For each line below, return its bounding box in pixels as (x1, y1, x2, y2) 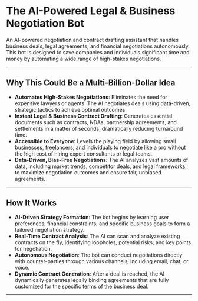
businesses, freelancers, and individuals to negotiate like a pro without (14, 144, 186, 151)
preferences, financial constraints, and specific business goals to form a (14, 220, 190, 227)
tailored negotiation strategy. (14, 226, 85, 233)
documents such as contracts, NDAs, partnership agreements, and (14, 118, 177, 125)
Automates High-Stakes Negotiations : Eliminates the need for (14, 93, 168, 101)
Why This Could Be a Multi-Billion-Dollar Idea (6, 78, 176, 88)
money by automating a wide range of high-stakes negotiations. (6, 55, 161, 62)
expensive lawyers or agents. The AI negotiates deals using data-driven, (14, 99, 191, 107)
